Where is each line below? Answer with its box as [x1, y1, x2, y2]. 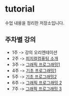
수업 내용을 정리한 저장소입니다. [5, 20, 65, 26]
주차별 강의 [5, 35, 36, 44]
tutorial [5, 3, 35, 15]
